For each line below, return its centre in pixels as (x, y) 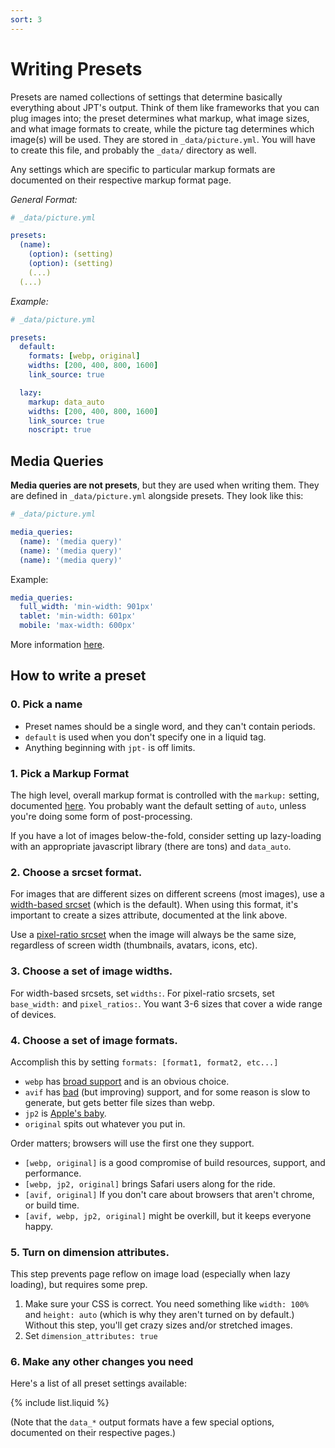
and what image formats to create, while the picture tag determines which (162, 128)
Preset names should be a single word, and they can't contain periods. (170, 726)
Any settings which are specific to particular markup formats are (143, 169)
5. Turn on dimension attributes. (90, 1252)
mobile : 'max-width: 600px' (78, 626)
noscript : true (60, 430)
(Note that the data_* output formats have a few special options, (142, 1422)
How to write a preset (78, 676)
